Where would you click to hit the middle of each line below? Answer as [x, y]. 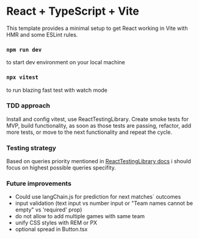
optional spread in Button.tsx [51, 229]
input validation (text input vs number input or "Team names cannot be [104, 204]
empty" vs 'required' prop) [49, 210]
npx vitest [22, 77]
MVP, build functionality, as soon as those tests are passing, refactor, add [99, 125]
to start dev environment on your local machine [66, 62]
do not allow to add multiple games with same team [80, 216]
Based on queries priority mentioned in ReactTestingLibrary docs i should [99, 161]
